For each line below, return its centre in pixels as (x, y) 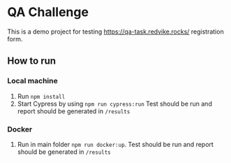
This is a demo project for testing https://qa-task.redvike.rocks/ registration (116, 31)
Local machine (32, 81)
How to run (32, 61)
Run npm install (41, 96)
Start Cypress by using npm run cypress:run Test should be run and (115, 104)
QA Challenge (48, 12)
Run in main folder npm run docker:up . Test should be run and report (115, 144)
